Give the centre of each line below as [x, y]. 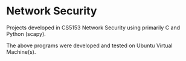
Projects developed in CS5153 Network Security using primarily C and [93, 28]
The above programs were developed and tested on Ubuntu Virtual [90, 45]
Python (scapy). [26, 33]
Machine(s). [21, 51]
